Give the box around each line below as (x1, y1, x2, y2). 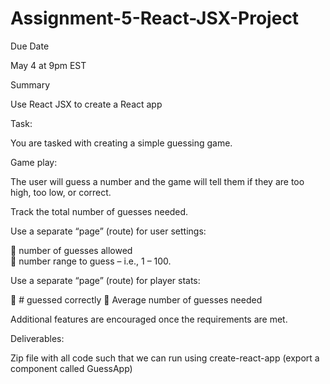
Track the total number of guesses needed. (10, 205, 189, 217)
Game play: (10, 156, 58, 168)
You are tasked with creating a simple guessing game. (10, 137, 233, 149)
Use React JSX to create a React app (10, 98, 163, 110)
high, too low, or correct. (10, 186, 112, 198)
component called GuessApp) (10, 362, 133, 374)
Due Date (10, 40, 50, 52)
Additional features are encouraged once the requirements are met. (10, 313, 288, 325)
